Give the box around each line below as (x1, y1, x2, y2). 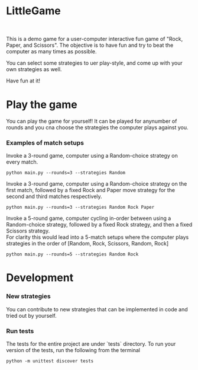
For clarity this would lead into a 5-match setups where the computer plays (6, 234, 189, 241)
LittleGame (6, 4, 61, 18)
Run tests (6, 327, 34, 335)
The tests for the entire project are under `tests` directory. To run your (6, 340, 176, 347)
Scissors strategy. (6, 227, 50, 235)
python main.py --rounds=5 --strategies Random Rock (6, 251, 139, 257)
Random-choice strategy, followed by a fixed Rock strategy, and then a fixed (6, 221, 193, 228)
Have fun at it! (6, 77, 40, 84)
